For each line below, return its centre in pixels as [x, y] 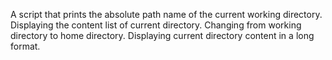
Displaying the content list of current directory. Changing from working [156, 25]
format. [25, 46]
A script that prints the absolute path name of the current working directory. [166, 14]
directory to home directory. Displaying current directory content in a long [162, 35]
